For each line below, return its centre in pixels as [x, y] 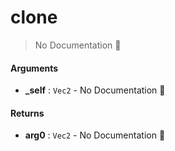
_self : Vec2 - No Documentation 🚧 [95, 90]
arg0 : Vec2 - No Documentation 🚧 [95, 135]
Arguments [34, 68]
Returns [27, 113]
